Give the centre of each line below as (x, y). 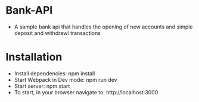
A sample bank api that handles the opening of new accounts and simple (103, 27)
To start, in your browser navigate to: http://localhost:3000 (86, 92)
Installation (34, 57)
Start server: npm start (42, 86)
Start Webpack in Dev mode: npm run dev (66, 79)
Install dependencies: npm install (55, 73)
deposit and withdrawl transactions (57, 33)
